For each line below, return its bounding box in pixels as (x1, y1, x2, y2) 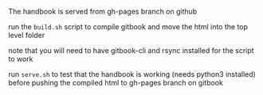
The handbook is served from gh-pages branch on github (8, 7, 198, 16)
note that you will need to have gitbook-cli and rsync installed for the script (8, 46, 254, 55)
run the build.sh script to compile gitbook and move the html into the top (8, 22, 249, 31)
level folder (8, 31, 45, 40)
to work (8, 55, 33, 63)
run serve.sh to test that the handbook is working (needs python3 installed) (8, 70, 257, 78)
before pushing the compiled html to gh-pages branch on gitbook (8, 78, 223, 87)
